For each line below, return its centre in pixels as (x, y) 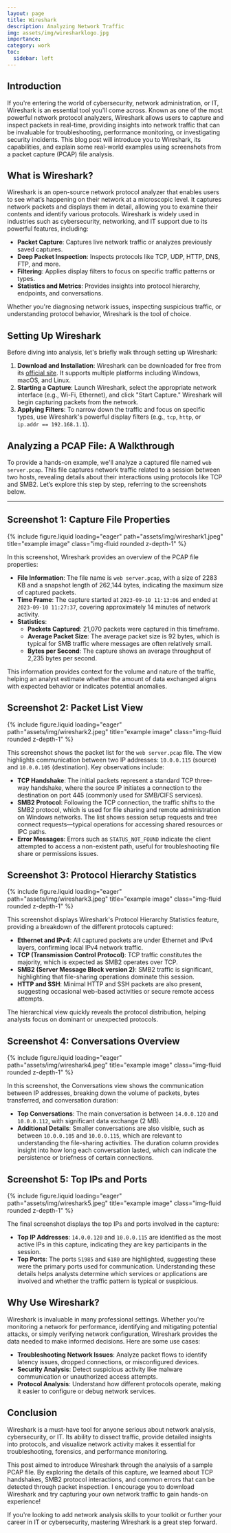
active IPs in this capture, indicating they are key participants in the (112, 1244)
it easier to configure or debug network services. (86, 1391)
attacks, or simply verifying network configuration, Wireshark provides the (112, 1334)
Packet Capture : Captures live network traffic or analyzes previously (114, 242)
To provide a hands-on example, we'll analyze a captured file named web (109, 462)
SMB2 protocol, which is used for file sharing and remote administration (119, 809)
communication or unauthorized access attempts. (87, 1376)
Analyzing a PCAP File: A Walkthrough (91, 446)
